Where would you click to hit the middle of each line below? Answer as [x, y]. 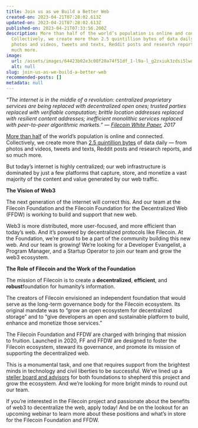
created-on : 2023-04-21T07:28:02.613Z [54, 17]
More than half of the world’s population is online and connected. [85, 136]
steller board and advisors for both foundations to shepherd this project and [98, 377]
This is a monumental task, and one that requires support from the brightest [98, 365]
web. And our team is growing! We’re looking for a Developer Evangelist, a [96, 245]
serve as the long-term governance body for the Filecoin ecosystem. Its [93, 304]
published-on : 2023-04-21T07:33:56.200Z [57, 28]
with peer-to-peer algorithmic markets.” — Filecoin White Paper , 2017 [91, 125]
